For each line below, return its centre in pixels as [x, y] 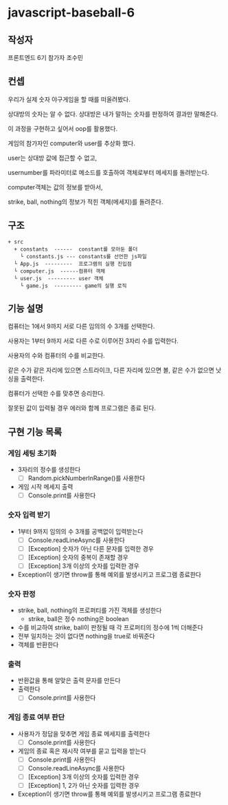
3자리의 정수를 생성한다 [49, 470]
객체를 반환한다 [38, 645]
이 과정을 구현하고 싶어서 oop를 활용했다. [63, 128]
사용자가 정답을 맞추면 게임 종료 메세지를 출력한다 [84, 733]
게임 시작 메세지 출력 [45, 487]
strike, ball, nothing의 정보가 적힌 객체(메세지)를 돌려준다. [85, 202]
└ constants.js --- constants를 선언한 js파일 [83, 256]
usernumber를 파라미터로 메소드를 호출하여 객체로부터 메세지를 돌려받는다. [109, 172]
